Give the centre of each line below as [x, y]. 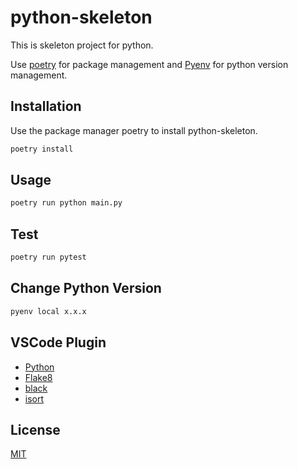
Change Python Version [86, 288]
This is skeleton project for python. [82, 45]
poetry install [42, 149]
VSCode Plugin [58, 342]
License [35, 429]
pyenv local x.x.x [48, 311]
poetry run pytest [48, 257]
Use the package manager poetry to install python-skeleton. [134, 130]
